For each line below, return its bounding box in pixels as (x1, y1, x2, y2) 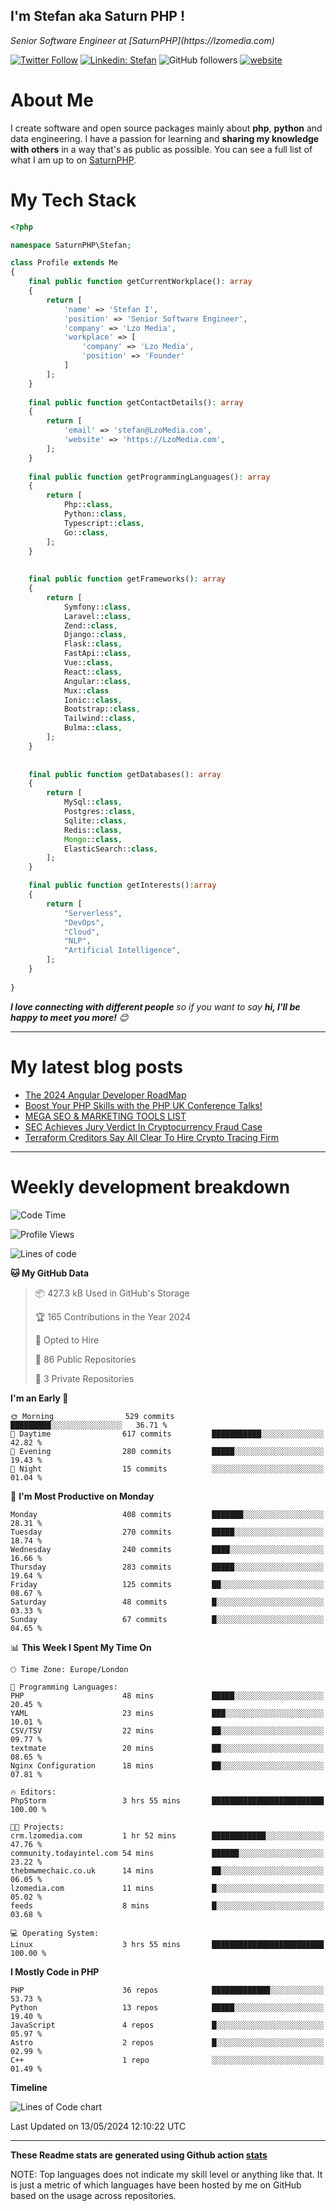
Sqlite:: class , (63, 815, 128, 826)
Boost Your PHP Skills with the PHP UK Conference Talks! (24, 1099, 263, 1111)
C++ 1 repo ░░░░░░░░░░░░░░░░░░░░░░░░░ (10, 2055, 325, 2065)
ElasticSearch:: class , (63, 844, 159, 854)
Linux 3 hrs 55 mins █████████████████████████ (10, 1939, 325, 1949)
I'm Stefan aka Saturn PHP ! (10, 8, 186, 25)
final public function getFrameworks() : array (28, 574, 226, 584)
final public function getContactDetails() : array (28, 397, 244, 408)
